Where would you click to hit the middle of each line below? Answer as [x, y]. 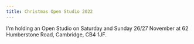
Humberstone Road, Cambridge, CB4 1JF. [57, 34]
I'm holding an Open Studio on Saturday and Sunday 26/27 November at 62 [97, 28]
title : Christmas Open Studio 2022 [50, 11]
